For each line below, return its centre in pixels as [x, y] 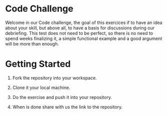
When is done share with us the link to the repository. [67, 107]
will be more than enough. [32, 43]
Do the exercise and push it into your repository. [62, 97]
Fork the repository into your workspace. [54, 77]
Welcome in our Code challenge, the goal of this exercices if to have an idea [84, 22]
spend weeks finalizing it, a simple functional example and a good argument [84, 38]
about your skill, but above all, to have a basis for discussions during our [80, 27]
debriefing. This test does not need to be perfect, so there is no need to [79, 33]
